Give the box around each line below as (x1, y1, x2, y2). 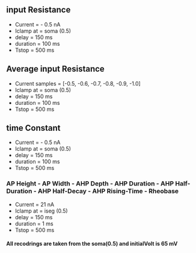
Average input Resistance (6, 64, 105, 74)
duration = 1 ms (14, 220, 54, 227)
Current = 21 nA (14, 201, 55, 208)
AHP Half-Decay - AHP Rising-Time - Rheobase (37, 187, 179, 195)
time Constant (6, 123, 61, 133)
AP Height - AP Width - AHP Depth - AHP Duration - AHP (6, 180, 174, 188)
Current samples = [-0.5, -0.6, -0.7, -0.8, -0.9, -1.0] (14, 80, 141, 87)
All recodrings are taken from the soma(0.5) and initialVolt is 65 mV (6, 240, 178, 248)
